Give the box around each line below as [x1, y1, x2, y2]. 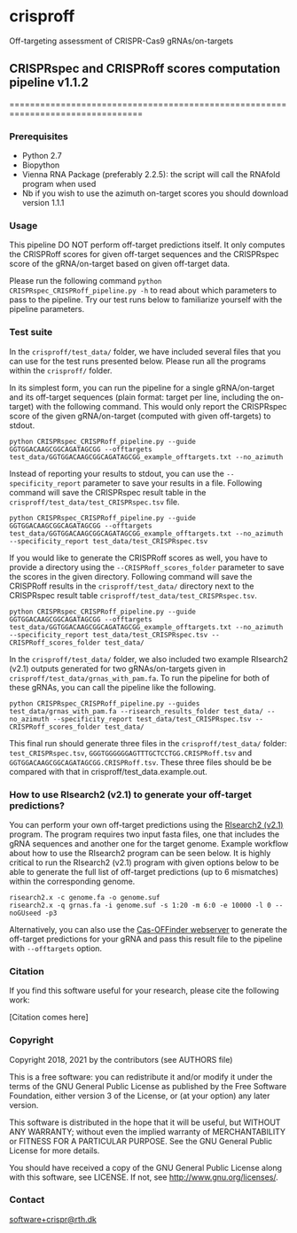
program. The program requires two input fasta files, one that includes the [9, 829, 280, 839]
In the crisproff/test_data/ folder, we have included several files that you [9, 346, 281, 356]
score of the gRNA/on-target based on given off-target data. [9, 259, 231, 269]
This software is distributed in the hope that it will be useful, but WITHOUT [9, 1117, 281, 1128]
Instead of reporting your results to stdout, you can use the [9, 468, 224, 479]
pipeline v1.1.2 [9, 75, 89, 90]
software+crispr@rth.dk [9, 1213, 98, 1224]
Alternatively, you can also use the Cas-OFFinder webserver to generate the [9, 924, 288, 934]
